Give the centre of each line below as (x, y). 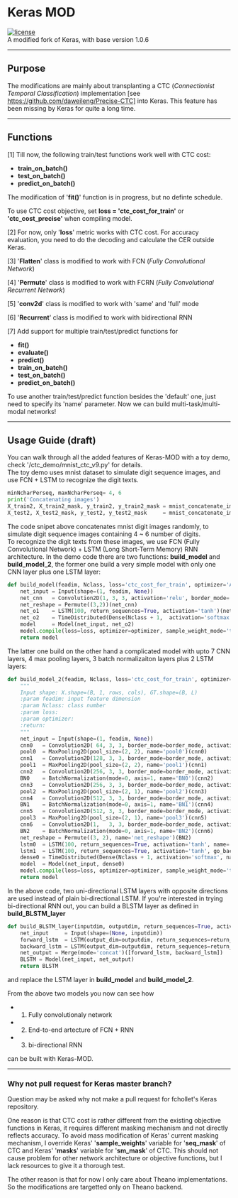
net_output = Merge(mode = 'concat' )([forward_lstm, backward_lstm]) (121, 953)
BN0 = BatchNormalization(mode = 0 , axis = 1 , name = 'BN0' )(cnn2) (117, 778)
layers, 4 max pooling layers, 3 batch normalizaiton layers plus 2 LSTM (110, 658)
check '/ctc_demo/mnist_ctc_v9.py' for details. (75, 465)
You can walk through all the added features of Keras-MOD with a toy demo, (119, 457)
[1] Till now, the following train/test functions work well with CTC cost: (109, 154)
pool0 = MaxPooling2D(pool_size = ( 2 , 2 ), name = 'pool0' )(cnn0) (114, 752)
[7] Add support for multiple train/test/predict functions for (93, 331)
